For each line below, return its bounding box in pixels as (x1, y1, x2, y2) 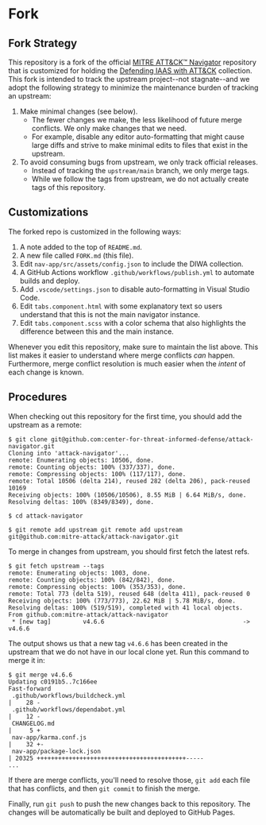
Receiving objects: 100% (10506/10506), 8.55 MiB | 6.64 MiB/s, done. (8, 490, 247, 499)
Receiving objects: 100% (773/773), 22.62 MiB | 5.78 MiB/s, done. (8, 597, 237, 605)
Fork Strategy (8, 37, 78, 50)
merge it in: (8, 655, 45, 664)
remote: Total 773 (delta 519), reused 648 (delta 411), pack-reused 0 (8, 590, 250, 598)
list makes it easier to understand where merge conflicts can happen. (8, 351, 236, 360)
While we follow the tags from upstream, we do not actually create (31, 174, 249, 184)
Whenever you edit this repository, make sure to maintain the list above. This (8, 342, 259, 351)
